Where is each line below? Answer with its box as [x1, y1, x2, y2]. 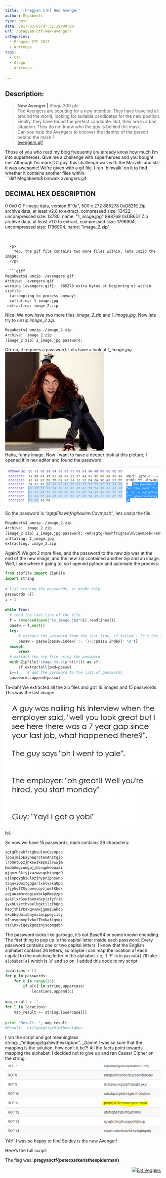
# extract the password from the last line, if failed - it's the [18, 633, 158, 638]
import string [5, 576, 35, 581]
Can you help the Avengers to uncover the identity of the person [17, 129, 148, 135]
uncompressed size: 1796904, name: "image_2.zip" [5, 224, 110, 230]
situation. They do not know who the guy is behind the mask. [17, 124, 142, 130]
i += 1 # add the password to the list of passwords [9, 670, 123, 675]
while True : [5, 608, 30, 613]
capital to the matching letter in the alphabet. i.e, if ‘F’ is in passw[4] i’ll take [5, 952, 157, 958]
